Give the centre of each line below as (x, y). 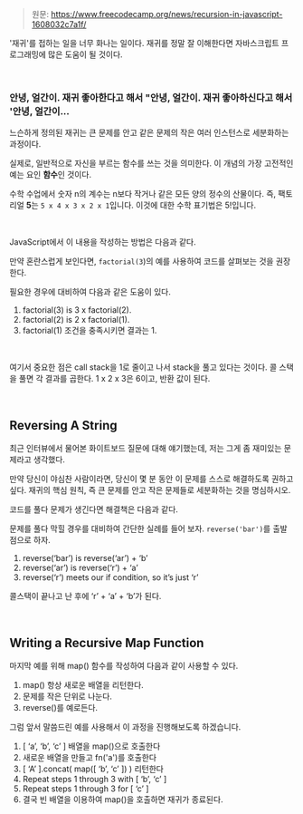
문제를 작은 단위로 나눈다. (67, 696)
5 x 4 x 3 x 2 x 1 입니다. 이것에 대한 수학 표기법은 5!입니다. (148, 205)
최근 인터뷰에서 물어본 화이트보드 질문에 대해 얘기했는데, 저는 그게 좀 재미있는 (146, 449)
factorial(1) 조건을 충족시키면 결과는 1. (90, 331)
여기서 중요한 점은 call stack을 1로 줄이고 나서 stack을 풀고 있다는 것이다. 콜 (143, 367)
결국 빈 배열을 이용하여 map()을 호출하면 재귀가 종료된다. (123, 799)
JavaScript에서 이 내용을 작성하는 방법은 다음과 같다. (103, 242)
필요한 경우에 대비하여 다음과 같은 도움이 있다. (90, 292)
